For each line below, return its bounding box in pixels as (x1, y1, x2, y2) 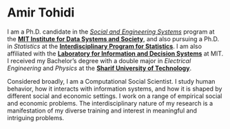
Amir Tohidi (7, 5, 75, 21)
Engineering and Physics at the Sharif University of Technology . (7, 64, 191, 72)
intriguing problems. (7, 113, 64, 121)
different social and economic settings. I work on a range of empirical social (7, 91, 222, 100)
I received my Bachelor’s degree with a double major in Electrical (7, 56, 191, 64)
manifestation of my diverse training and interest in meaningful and (7, 106, 198, 115)
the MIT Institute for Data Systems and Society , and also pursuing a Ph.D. (7, 34, 220, 43)
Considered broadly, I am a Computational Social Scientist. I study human (7, 77, 216, 85)
